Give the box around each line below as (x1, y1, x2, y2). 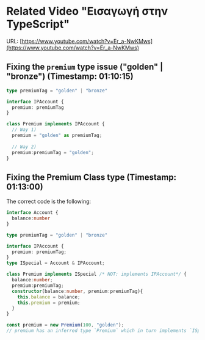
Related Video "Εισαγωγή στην (6, 4, 168, 18)
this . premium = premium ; (17, 300, 81, 306)
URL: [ (6, 37, 23, 45)
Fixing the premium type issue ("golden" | (6, 62, 164, 72)
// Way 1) (12, 127, 37, 133)
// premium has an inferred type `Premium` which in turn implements (6, 328, 187, 334)
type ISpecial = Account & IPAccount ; (6, 260, 105, 267)
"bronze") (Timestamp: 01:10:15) (6, 72, 134, 82)
